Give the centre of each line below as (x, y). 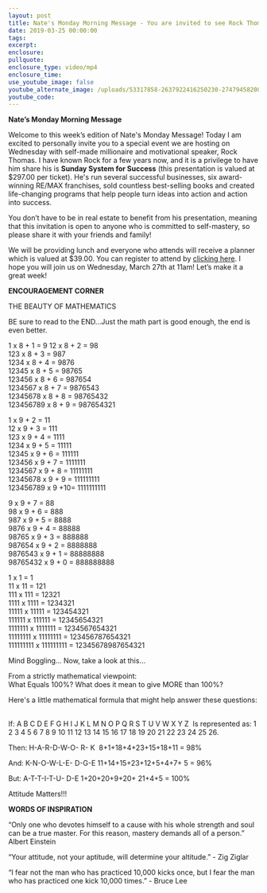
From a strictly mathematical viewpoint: (73, 676)
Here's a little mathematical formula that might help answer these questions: (133, 700)
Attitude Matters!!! (38, 794)
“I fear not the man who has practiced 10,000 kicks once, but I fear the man (132, 872)
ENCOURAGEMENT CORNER (56, 291)
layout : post (30, 16)
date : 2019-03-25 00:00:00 (53, 30)
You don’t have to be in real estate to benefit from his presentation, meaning (133, 218)
